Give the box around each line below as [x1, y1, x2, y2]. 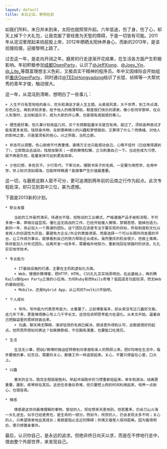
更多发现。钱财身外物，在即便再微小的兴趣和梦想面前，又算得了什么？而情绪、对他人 [12, 128, 161, 133]
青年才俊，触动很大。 [13, 80, 58, 86]
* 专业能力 [5, 256, 25, 261]
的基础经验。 [5, 282, 28, 287]
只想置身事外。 [16, 423, 42, 428]
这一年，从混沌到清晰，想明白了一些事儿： [5, 91, 92, 97]
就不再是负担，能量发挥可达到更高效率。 [5, 153, 76, 158]
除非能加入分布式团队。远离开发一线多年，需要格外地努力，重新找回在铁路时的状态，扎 [5, 241, 157, 246]
